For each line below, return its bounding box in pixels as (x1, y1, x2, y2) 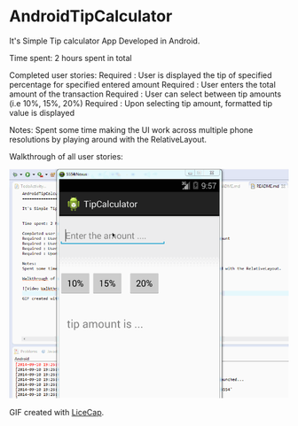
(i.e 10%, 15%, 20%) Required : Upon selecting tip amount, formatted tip (9, 97, 273, 108)
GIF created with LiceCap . (9, 407, 105, 417)
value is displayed (9, 107, 75, 118)
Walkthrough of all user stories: (9, 151, 124, 161)
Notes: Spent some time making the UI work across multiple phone (9, 124, 254, 135)
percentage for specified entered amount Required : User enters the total (9, 79, 277, 89)
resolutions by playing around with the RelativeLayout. (9, 134, 207, 144)
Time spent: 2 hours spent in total (9, 52, 133, 63)
